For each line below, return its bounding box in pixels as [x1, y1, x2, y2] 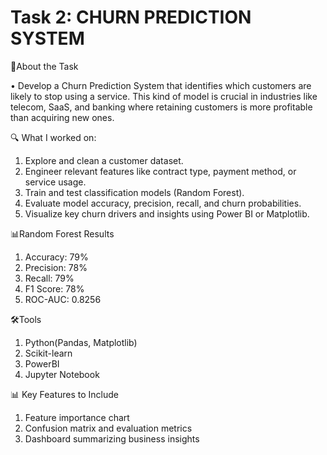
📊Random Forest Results [10, 227, 115, 240]
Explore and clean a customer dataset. [24, 154, 184, 166]
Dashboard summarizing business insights [24, 432, 200, 445]
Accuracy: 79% [24, 251, 89, 263]
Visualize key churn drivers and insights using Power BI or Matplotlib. [24, 207, 310, 220]
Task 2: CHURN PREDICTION [10, 6, 252, 29]
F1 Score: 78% [24, 282, 85, 295]
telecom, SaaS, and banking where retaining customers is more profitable [10, 101, 313, 113]
